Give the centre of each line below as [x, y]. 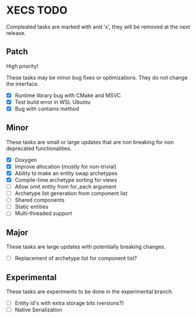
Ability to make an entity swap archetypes [66, 173]
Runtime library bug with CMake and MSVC [68, 95]
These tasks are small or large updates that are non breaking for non [90, 142]
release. [16, 33]
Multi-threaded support [43, 214]
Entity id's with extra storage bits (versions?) [69, 303]
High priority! [22, 66]
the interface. [23, 84]
